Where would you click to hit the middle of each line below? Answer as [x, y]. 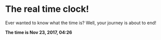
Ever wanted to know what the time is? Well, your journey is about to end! [81, 23]
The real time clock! [47, 9]
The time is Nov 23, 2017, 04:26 [39, 32]
